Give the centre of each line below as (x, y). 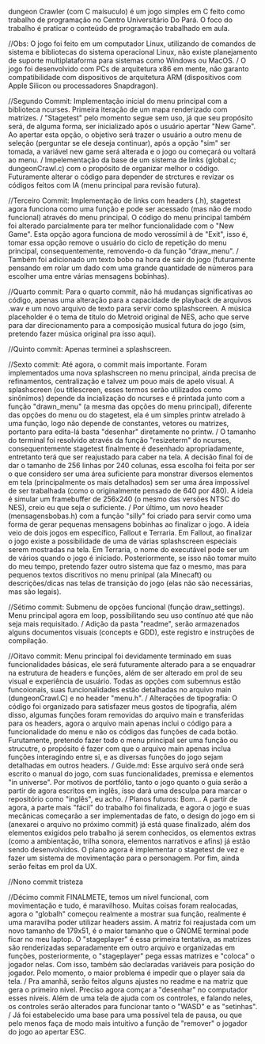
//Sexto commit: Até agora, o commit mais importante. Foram (108, 364)
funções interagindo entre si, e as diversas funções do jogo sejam (116, 757)
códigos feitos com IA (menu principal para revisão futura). (104, 185)
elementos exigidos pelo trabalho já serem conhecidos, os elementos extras (132, 833)
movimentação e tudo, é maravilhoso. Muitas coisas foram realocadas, (123, 905)
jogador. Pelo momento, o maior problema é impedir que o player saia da (127, 973)
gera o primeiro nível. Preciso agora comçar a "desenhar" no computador (128, 990)
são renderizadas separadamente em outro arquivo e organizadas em (122, 947)
